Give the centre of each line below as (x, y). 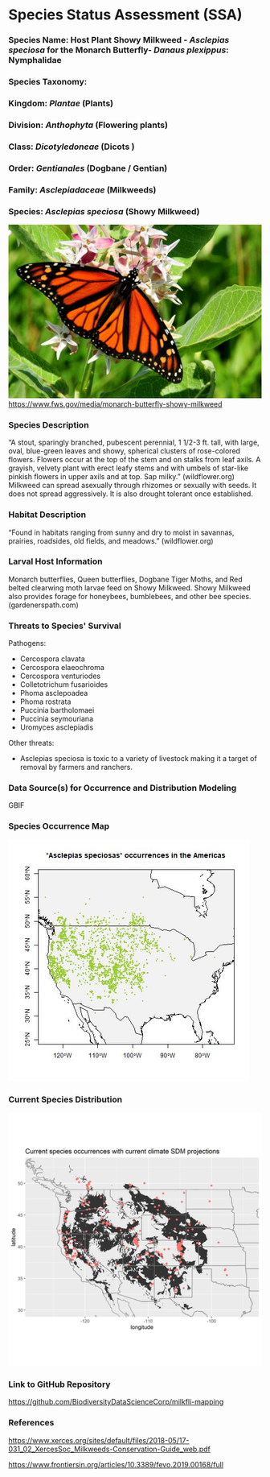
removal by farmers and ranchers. (76, 767)
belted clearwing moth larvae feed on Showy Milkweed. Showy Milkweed (129, 587)
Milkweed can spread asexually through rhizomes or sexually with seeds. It (133, 486)
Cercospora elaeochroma (62, 668)
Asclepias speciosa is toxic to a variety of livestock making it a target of (138, 759)
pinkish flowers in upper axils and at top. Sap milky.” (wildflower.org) (122, 477)
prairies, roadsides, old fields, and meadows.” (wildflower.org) (111, 540)
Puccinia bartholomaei (57, 710)
